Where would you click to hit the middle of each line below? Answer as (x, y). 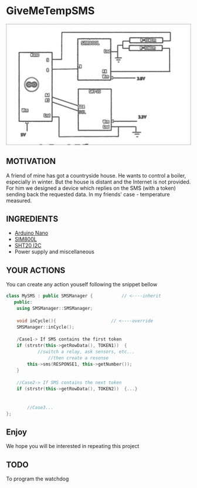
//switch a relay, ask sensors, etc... (86, 352)
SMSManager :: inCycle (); (46, 327)
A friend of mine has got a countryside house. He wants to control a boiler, (96, 175)
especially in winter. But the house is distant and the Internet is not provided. (98, 182)
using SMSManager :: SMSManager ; (55, 308)
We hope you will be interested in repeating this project (73, 446)
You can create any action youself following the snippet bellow (82, 285)
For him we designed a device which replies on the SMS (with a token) (91, 188)
